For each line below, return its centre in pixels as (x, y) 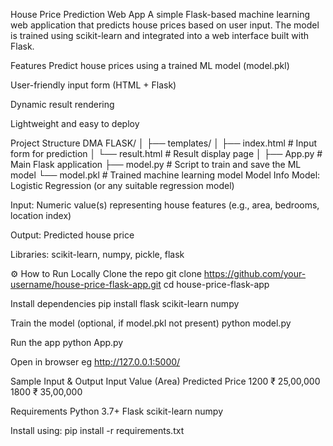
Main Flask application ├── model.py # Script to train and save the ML (156, 164)
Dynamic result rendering (62, 104)
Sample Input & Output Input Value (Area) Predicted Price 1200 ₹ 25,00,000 (165, 381)
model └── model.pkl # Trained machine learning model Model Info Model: (165, 175)
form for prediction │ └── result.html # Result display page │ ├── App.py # (166, 153)
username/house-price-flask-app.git (86, 284)
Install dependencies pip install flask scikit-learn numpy (125, 303)
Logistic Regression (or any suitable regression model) (122, 185)
